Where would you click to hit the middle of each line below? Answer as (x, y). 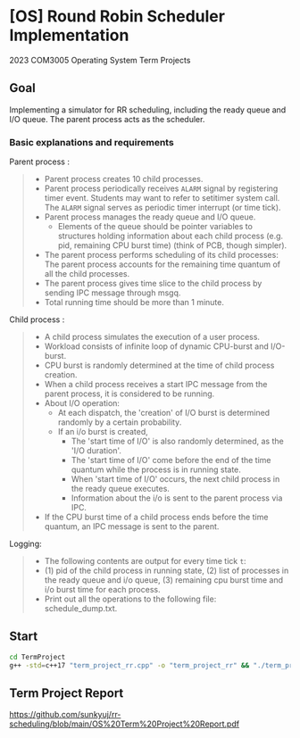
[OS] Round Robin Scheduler (117, 17)
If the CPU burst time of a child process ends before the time (156, 517)
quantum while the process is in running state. (156, 469)
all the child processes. (87, 274)
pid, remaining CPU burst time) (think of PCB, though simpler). (172, 245)
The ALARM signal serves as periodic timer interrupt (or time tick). (162, 208)
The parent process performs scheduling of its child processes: (161, 255)
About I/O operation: (82, 403)
